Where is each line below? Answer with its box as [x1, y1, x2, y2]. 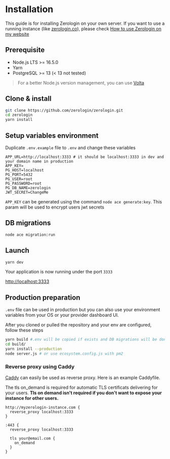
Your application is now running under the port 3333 [5, 269, 113, 275]
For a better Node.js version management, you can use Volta [17, 79, 144, 86]
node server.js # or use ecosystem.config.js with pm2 [5, 351, 123, 356]
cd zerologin [5, 112, 33, 117]
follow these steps [5, 327, 44, 333]
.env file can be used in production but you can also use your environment [5, 307, 160, 313]
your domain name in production [5, 159, 73, 164]
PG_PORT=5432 [5, 172, 33, 177]
